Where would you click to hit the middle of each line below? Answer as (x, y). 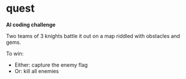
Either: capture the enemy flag (51, 65)
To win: (15, 53)
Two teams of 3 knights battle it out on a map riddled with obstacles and (93, 36)
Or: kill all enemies (37, 71)
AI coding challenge (31, 25)
